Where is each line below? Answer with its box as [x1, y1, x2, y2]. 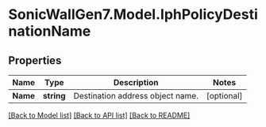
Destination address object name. [73, 91, 199, 101]
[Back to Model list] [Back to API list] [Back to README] [8, 110, 191, 120]
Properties [8, 54, 62, 67]
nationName [8, 22, 91, 40]
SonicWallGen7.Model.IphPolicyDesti [8, 6, 258, 24]
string [42, 91, 66, 101]
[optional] [206, 91, 243, 101]
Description [113, 77, 159, 88]
